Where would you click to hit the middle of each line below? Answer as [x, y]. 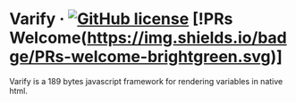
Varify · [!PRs [121, 19]
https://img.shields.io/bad [187, 38]
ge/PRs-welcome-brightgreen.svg [140, 57]
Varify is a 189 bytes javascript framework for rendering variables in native [146, 81]
